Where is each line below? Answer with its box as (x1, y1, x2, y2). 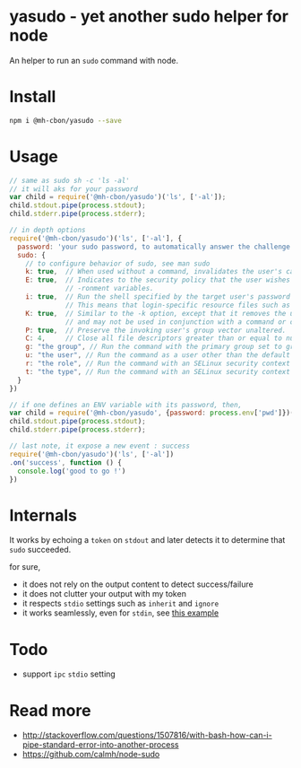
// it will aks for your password (9, 184, 139, 194)
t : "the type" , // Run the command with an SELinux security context (25, 367, 291, 376)
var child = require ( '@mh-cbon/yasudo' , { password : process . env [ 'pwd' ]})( (9, 408, 295, 418)
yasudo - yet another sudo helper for (9, 6, 289, 27)
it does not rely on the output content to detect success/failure (21, 579, 254, 589)
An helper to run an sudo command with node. (9, 55, 179, 65)
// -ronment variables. (65, 284, 154, 293)
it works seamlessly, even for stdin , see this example (21, 607, 219, 618)
